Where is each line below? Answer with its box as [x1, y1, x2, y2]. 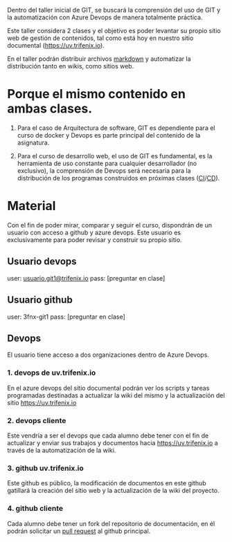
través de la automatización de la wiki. [7, 446, 116, 454]
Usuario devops [7, 256, 78, 268]
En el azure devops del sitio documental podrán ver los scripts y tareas [7, 384, 210, 392]
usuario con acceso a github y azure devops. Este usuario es [7, 228, 181, 236]
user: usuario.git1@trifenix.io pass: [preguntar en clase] [7, 274, 166, 282]
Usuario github [7, 294, 73, 306]
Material [7, 198, 56, 214]
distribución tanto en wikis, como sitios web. [7, 62, 134, 70]
